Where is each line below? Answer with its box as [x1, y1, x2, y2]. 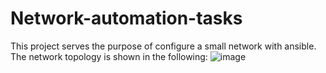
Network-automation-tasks [10, 7, 243, 30]
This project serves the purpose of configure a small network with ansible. [10, 40, 317, 52]
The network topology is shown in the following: [10, 50, 208, 62]
